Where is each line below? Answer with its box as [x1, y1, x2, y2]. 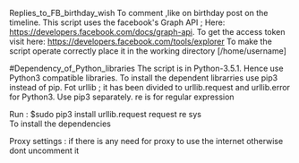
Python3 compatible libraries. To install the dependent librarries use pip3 [9, 73, 278, 83]
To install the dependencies [9, 118, 112, 129]
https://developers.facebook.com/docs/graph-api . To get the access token [9, 27, 286, 37]
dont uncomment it [9, 145, 80, 156]
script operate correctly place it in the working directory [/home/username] [9, 46, 286, 56]
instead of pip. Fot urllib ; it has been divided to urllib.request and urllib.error [9, 82, 291, 92]
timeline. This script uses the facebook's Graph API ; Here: [9, 17, 226, 28]
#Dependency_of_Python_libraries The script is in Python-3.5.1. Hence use [9, 63, 284, 73]
